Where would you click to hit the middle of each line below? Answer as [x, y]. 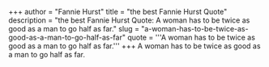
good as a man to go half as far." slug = [74, 29]
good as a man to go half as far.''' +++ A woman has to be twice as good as [134, 46]
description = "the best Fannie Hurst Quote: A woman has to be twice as [129, 20]
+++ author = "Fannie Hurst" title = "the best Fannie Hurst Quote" [118, 12]
